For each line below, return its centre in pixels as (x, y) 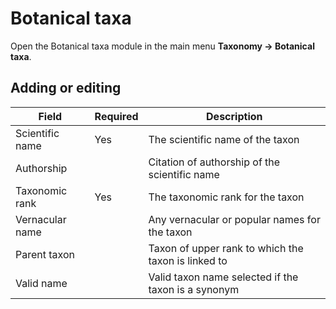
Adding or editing (66, 88)
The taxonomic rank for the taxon (226, 197)
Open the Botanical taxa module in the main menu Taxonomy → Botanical (162, 46)
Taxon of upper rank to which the (226, 248)
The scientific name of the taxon (224, 139)
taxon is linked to (188, 260)
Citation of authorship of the (214, 162)
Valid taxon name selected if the (223, 277)
